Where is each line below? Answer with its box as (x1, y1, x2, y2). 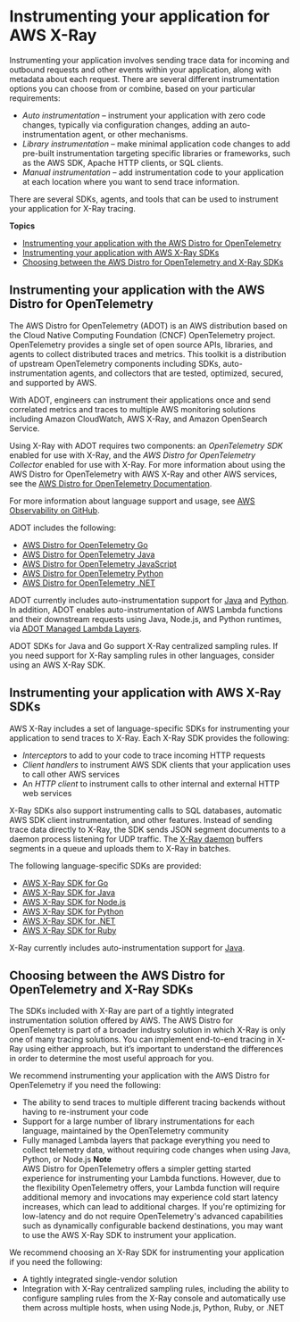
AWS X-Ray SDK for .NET (21, 915, 116, 926)
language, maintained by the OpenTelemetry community (21, 1126, 229, 1136)
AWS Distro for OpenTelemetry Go (21, 539, 149, 550)
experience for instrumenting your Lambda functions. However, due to (21, 1173, 281, 1184)
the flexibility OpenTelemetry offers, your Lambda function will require (21, 1183, 279, 1193)
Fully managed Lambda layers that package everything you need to (21, 1135, 271, 1146)
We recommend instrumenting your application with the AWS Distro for (9, 1070, 271, 1081)
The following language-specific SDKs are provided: (9, 860, 202, 871)
